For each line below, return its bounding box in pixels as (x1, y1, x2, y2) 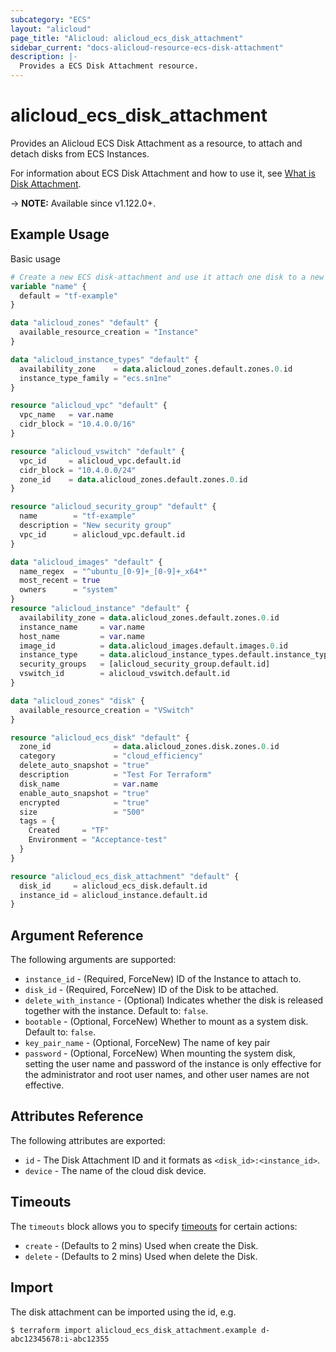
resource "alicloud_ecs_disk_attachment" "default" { (10, 871, 240, 881)
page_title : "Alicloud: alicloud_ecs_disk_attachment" (10, 33, 244, 43)
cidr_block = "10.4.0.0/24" (19, 465, 137, 475)
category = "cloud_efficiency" (19, 751, 203, 761)
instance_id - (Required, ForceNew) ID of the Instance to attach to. (24, 973, 302, 985)
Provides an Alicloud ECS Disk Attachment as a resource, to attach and (10, 137, 303, 149)
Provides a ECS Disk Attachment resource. (19, 61, 199, 71)
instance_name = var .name (19, 622, 145, 632)
